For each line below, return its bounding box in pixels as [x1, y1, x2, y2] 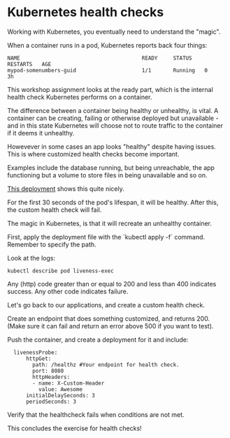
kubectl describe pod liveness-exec [7, 267, 114, 274]
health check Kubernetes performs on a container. [7, 93, 152, 101]
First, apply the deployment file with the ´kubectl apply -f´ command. [7, 232, 205, 241]
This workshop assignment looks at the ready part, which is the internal [7, 85, 213, 93]
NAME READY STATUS [7, 54, 192, 62]
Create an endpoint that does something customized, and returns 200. [7, 314, 210, 323]
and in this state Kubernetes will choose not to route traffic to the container [7, 121, 224, 130]
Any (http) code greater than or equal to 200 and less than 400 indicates [7, 279, 217, 288]
